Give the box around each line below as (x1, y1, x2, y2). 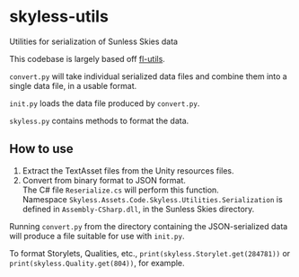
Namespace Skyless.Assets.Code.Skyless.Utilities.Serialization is (22, 193, 283, 204)
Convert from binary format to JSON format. (22, 174, 187, 185)
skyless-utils (9, 6, 110, 27)
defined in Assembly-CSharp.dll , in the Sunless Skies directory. (22, 203, 255, 214)
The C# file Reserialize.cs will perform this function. (22, 184, 220, 195)
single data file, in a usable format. (9, 80, 137, 91)
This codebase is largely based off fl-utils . (9, 53, 166, 64)
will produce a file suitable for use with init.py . (9, 230, 185, 241)
